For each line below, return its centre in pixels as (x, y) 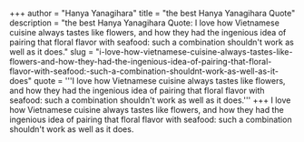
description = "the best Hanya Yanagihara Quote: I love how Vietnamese (144, 23)
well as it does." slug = (51, 52)
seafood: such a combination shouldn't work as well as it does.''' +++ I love (150, 100)
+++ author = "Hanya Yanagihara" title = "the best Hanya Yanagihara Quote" (152, 13)
